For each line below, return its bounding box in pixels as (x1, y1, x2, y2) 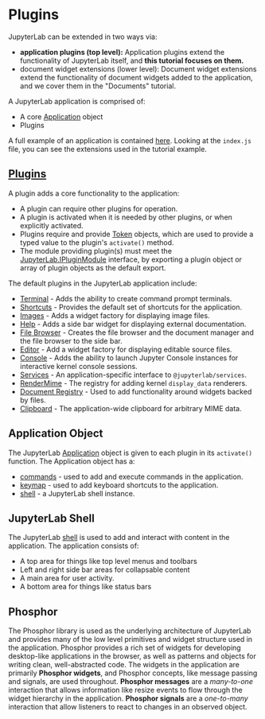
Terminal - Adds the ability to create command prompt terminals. (19, 293, 232, 303)
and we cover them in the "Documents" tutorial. (19, 81, 177, 91)
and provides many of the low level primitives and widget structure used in (8, 635, 253, 644)
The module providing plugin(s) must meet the (19, 246, 173, 255)
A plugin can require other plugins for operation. (19, 204, 178, 213)
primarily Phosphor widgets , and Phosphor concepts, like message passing (8, 668, 258, 678)
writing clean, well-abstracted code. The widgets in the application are (8, 660, 240, 670)
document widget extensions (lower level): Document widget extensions (19, 64, 257, 73)
